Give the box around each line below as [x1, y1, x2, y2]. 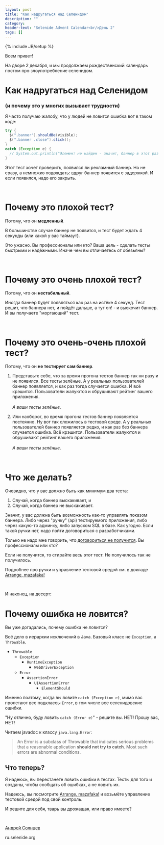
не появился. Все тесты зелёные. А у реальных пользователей [12, 378, 144, 384]
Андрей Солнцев [5, 825, 41, 831]
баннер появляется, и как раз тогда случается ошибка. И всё [12, 383, 141, 389]
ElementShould [41, 686, 70, 691]
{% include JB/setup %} [5, 44, 54, 49]
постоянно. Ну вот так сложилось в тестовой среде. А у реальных [12, 419, 152, 425]
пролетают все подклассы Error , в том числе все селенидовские [5, 700, 143, 706]
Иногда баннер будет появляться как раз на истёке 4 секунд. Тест [5, 300, 145, 306]
